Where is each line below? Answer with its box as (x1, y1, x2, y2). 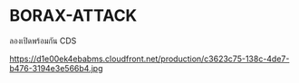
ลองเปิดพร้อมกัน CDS (9, 35, 77, 46)
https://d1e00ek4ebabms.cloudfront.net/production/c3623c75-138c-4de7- (9, 53, 290, 64)
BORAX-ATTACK (9, 5, 138, 26)
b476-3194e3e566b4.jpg (9, 62, 103, 73)
